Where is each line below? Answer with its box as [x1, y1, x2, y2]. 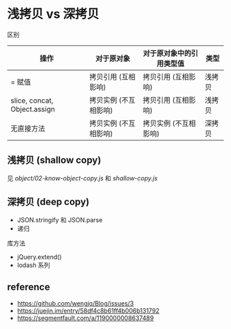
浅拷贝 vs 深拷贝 [7, 6, 100, 22]
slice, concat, [10, 96, 54, 105]
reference [7, 281, 50, 293]
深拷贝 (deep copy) [7, 196, 90, 208]
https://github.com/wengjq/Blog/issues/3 [16, 299, 134, 308]
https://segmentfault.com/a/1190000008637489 [16, 314, 154, 322]
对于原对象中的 [143, 48, 192, 58]
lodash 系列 [16, 261, 50, 269]
